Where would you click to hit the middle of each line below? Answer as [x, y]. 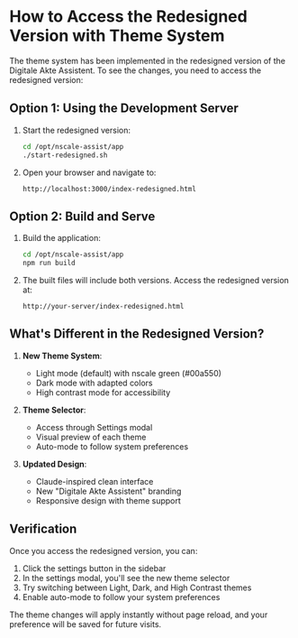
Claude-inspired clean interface [95, 481]
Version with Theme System [117, 36]
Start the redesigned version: [77, 130]
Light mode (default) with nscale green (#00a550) [129, 373]
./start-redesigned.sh [65, 155]
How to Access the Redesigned [128, 17]
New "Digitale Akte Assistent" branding [108, 491]
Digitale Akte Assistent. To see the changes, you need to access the [135, 70]
